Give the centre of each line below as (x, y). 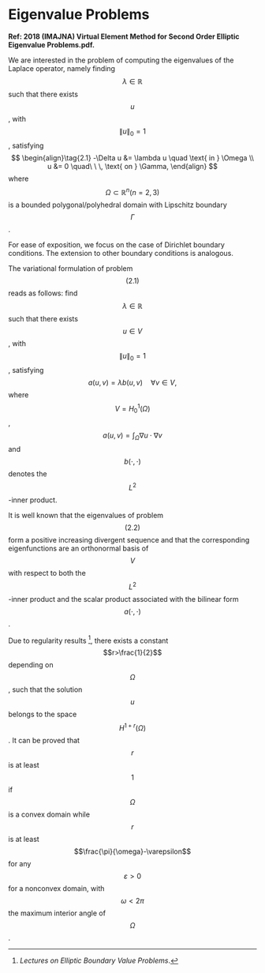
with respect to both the (47, 573)
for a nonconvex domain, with (56, 888)
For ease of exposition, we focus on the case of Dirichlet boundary (116, 245)
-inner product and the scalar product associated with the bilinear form (123, 599)
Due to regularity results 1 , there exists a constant (88, 640)
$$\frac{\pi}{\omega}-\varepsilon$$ (132, 851)
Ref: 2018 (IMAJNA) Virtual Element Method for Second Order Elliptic (124, 36)
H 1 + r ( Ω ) (132, 727)
